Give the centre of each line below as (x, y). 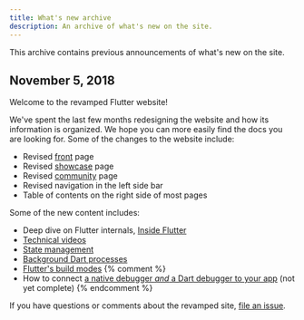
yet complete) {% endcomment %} (88, 288)
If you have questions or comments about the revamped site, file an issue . (147, 305)
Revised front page (58, 157)
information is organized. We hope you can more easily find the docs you (146, 130)
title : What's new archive (60, 18)
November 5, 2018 (62, 80)
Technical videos (54, 240)
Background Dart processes (75, 259)
